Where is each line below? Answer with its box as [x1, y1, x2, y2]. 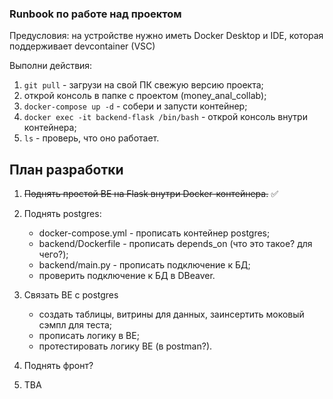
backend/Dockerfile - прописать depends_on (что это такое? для [38, 238, 313, 250]
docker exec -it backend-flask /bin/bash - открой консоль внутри [23, 111, 308, 123]
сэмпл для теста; [38, 319, 112, 331]
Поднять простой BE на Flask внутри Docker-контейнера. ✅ [23, 188, 279, 200]
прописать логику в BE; [38, 330, 140, 342]
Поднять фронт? [23, 360, 94, 372]
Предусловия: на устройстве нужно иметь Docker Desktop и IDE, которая [9, 30, 324, 42]
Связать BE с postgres [23, 289, 119, 301]
